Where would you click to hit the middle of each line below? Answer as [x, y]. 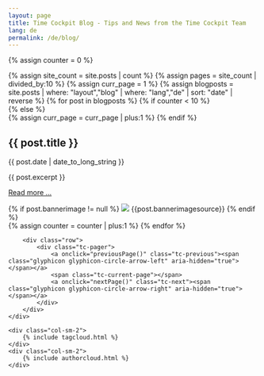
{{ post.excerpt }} [37, 177]
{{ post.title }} [44, 142]
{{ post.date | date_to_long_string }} [67, 162]
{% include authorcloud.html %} [76, 359]
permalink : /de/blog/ [44, 38]
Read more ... [30, 193]
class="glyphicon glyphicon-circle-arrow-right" [90, 289]
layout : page [30, 15]
